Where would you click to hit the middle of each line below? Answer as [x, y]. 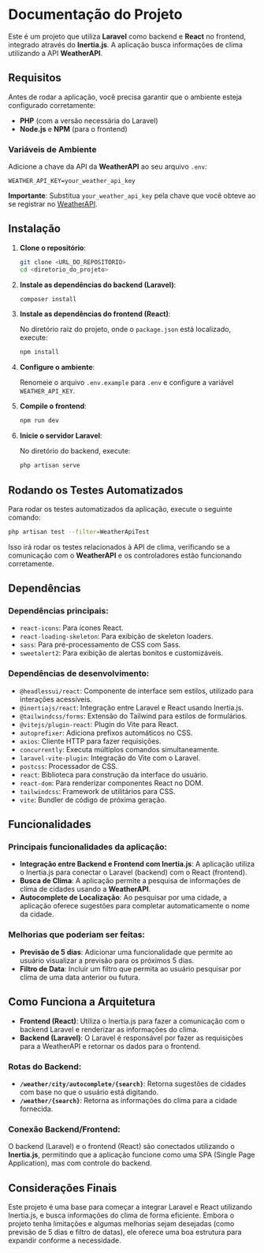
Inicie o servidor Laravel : [61, 436]
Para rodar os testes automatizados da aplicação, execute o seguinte [120, 509]
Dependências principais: [58, 611]
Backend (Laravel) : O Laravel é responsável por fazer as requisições [131, 1038]
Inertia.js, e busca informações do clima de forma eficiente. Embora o [121, 1215]
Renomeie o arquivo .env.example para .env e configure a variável [126, 382]
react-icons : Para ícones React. [71, 628]
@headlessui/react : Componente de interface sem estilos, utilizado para [136, 691]
